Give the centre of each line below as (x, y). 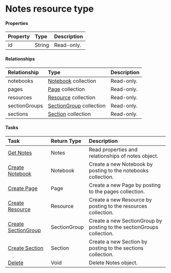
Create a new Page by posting (125, 185)
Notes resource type (50, 9)
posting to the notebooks (119, 170)
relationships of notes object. (124, 156)
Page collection (66, 89)
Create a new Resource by (120, 200)
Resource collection (72, 97)
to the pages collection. (117, 191)
